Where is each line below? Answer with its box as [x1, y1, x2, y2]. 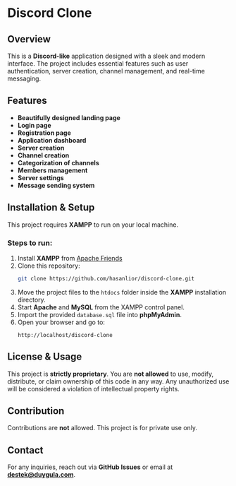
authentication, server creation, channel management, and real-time [7, 67, 206, 75]
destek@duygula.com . [7, 470, 76, 479]
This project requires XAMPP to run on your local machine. [7, 220, 178, 229]
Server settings [17, 173, 65, 182]
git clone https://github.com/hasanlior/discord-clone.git [17, 275, 195, 282]
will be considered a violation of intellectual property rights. [7, 384, 180, 393]
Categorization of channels [17, 158, 100, 167]
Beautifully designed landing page [17, 113, 121, 121]
